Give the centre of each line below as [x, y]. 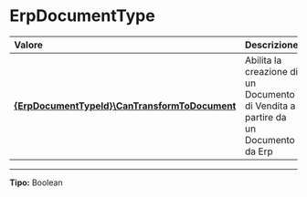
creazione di [272, 71]
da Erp [259, 151]
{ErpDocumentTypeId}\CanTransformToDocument [125, 106]
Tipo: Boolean [36, 182]
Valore [29, 45]
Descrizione [272, 45]
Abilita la [264, 60]
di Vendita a [270, 106]
